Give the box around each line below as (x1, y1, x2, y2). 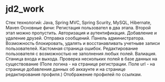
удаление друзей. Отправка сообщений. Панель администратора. (5, 35, 145, 41)
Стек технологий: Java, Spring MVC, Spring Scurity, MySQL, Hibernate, (5, 20, 152, 25)
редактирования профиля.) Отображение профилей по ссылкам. (5, 71, 142, 77)
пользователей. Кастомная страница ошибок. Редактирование (5, 45, 138, 51)
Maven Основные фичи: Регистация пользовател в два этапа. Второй (5, 24, 151, 30)
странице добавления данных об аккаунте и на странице (5, 66, 126, 72)
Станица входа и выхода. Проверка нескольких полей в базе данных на (5, 56, 158, 61)
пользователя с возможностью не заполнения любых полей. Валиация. (5, 50, 157, 57)
